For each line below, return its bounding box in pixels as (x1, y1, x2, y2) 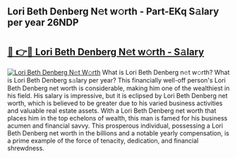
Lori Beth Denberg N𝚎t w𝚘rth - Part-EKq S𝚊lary (7, 6, 219, 18)
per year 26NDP (7, 17, 79, 29)
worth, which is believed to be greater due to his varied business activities (7, 99, 223, 107)
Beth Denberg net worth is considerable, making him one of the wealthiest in (7, 84, 230, 92)
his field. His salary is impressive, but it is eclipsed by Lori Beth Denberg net (7, 92, 228, 99)
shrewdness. (7, 144, 44, 152)
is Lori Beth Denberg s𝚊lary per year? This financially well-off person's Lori (7, 76, 226, 84)
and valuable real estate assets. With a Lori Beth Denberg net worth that (7, 107, 217, 115)
